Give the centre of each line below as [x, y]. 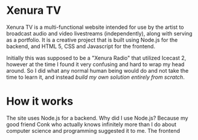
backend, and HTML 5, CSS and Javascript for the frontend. [81, 46]
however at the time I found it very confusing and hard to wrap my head [95, 64]
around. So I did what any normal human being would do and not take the [97, 70]
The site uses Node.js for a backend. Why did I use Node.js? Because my [97, 118]
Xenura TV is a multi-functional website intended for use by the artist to [95, 27]
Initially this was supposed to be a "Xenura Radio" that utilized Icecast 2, [96, 58]
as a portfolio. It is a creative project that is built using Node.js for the [92, 40]
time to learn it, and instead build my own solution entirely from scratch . [96, 77]
